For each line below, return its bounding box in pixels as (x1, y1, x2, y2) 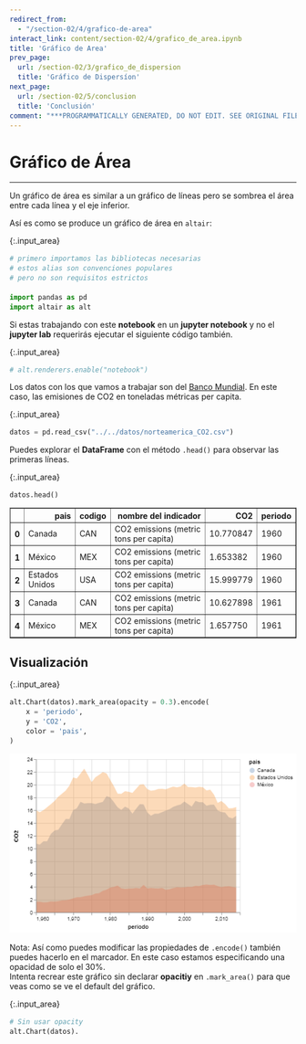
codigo (78, 510, 107, 521)
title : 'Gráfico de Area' (9, 44, 107, 53)
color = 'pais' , (25, 726, 88, 735)
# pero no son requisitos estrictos (9, 274, 148, 283)
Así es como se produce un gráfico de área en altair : (9, 217, 212, 228)
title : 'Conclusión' (17, 101, 96, 111)
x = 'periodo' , (25, 708, 84, 717)
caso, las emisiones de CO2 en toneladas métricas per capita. (9, 391, 242, 402)
